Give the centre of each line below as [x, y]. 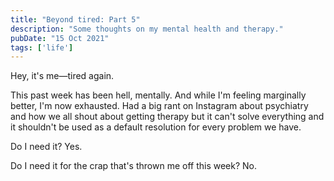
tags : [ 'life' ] [42, 47]
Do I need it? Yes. [46, 147]
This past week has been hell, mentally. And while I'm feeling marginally [158, 95]
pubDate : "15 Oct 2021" [60, 38]
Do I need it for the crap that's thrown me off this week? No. [134, 166]
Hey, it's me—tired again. [62, 76]
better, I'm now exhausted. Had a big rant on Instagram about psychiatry [159, 106]
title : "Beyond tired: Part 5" [75, 19]
